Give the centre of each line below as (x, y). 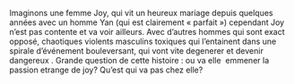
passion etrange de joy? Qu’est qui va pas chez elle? (106, 70)
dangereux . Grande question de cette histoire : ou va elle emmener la (139, 60)
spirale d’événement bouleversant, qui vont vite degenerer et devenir (137, 51)
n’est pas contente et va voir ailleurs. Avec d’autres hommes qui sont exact (147, 32)
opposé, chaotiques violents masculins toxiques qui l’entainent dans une (143, 41)
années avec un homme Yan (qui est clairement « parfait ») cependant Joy (147, 22)
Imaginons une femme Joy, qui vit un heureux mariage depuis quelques (141, 13)
